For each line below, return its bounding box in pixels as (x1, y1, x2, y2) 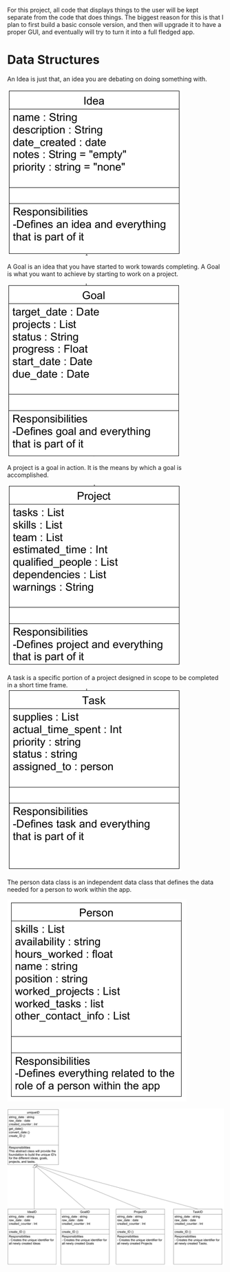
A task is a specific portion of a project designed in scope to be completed (7, 673, 219, 682)
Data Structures (7, 52, 100, 68)
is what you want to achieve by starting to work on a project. (7, 269, 179, 278)
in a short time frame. (7, 681, 68, 689)
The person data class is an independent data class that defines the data (7, 878, 214, 886)
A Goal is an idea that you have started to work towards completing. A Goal (7, 262, 220, 271)
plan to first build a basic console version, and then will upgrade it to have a (7, 21, 222, 28)
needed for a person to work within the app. (7, 885, 132, 893)
